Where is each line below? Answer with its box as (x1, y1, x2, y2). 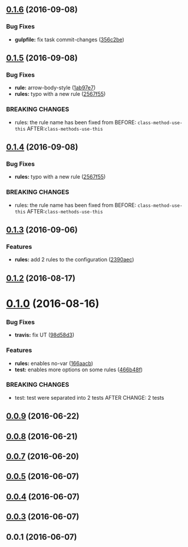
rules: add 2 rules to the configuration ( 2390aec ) (14, 256, 134, 263)
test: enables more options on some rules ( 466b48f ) (14, 366, 143, 373)
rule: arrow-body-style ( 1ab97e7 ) (14, 84, 96, 91)
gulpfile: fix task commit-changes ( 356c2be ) (14, 35, 125, 43)
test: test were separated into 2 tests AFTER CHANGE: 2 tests (14, 394, 164, 401)
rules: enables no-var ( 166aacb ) (14, 360, 93, 367)
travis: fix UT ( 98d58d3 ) (14, 331, 75, 339)
